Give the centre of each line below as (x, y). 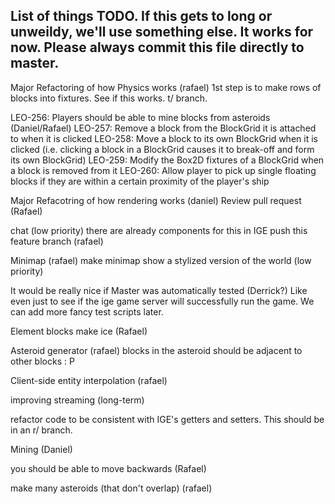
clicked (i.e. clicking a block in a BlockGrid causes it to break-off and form (162, 149)
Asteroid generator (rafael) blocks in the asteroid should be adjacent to (156, 350)
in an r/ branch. (41, 430)
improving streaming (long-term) (77, 400)
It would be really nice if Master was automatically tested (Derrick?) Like (159, 290)
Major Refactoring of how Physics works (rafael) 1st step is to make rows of (166, 87)
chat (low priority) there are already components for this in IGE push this (159, 230)
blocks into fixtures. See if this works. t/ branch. (109, 98)
